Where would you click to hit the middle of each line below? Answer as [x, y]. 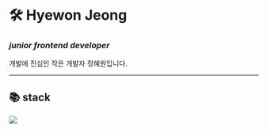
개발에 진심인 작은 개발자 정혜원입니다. [68, 63]
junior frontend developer [59, 46]
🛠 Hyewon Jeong [68, 15]
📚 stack [30, 97]
